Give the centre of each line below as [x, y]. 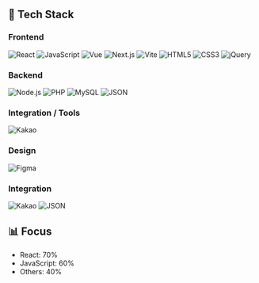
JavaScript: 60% [47, 263]
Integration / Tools [44, 113]
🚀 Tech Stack [41, 15]
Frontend [26, 37]
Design [22, 151]
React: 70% [38, 254]
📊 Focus [30, 232]
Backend [26, 75]
